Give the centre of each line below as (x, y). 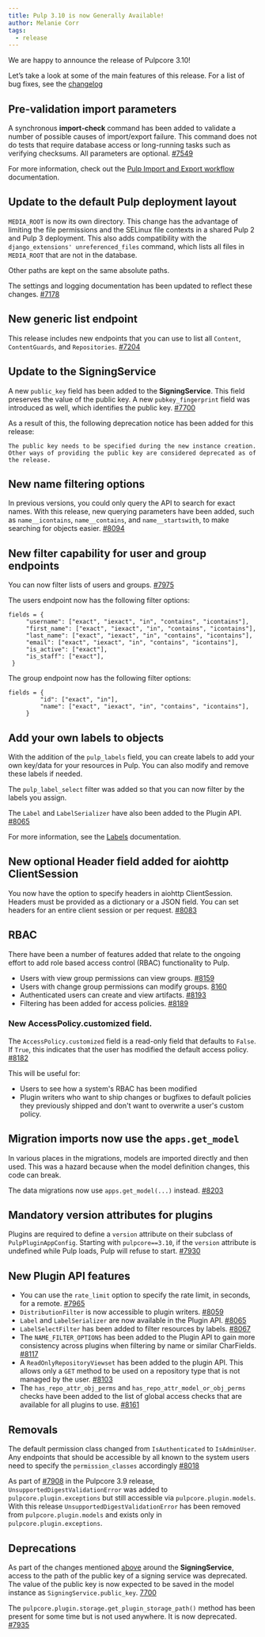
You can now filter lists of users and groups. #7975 (91, 585)
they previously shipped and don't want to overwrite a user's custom (132, 1105)
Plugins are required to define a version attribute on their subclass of (121, 1234)
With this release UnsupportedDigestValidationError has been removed (125, 1506)
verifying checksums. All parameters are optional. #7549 (101, 154)
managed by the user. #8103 (66, 1380)
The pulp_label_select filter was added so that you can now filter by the (127, 789)
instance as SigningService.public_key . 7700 (82, 1593)
